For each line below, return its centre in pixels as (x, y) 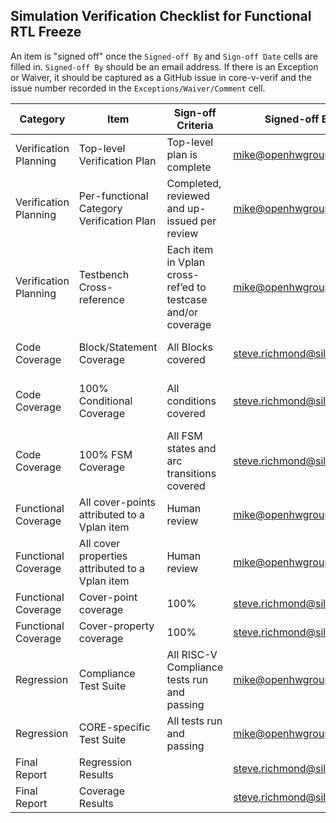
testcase (187, 299)
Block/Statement (118, 347)
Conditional (105, 401)
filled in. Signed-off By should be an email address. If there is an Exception (164, 66)
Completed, (194, 183)
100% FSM (105, 454)
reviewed (188, 196)
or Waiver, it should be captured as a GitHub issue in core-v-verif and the (161, 77)
